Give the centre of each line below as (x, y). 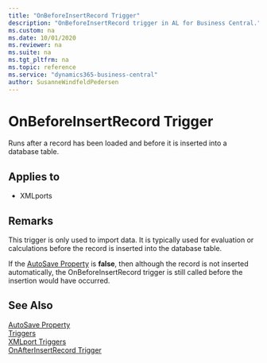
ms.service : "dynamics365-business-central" (83, 75)
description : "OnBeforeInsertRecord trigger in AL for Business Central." (135, 23)
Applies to (34, 177)
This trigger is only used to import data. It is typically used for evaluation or (131, 240)
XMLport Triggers (37, 342)
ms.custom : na (32, 30)
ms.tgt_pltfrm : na (39, 60)
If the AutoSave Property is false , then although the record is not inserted (128, 264)
